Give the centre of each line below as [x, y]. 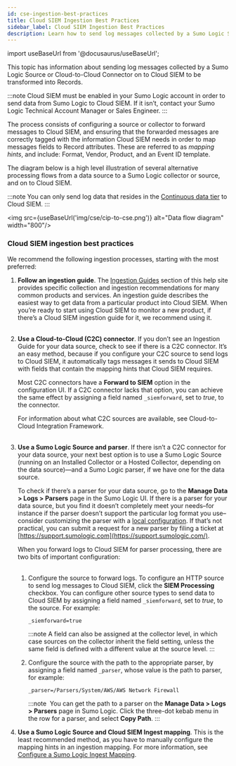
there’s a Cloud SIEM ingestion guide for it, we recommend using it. [114, 317]
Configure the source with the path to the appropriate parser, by [121, 662]
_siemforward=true [55, 621]
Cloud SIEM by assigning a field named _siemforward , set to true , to [125, 600]
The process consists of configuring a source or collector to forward [106, 125]
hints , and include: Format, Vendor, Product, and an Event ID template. [109, 154]
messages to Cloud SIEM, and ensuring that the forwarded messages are [113, 132]
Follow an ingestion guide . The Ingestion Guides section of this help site [123, 280]
